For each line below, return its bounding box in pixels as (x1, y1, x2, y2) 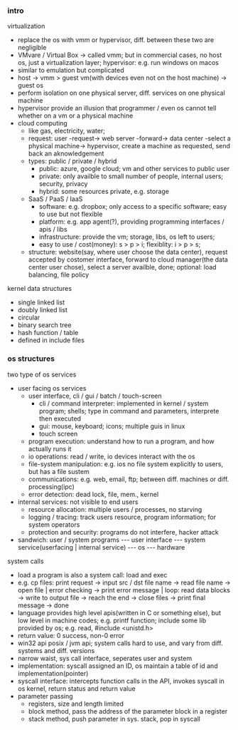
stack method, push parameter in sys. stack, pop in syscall (28, 714, 201, 723)
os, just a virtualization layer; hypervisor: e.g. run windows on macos (17, 58, 219, 67)
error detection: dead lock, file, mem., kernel (28, 490, 159, 498)
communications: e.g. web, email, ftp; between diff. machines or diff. (28, 475, 229, 483)
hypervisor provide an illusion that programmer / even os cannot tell (17, 104, 217, 113)
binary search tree (17, 321, 72, 329)
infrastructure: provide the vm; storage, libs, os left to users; (38, 232, 215, 241)
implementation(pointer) (17, 669, 89, 677)
